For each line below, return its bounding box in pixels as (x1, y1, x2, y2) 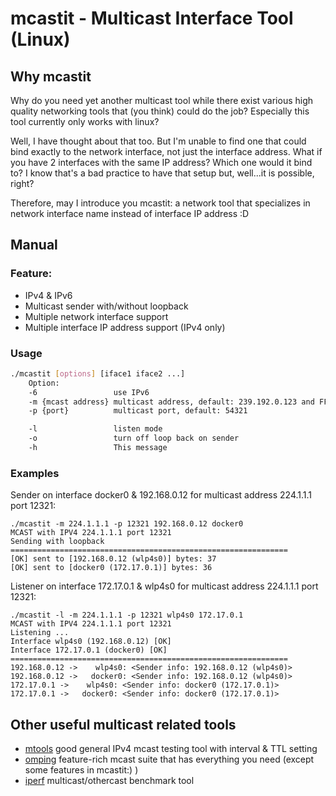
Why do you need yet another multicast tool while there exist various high (10, 95, 314, 106)
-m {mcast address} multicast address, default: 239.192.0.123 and (28, 397, 315, 407)
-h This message (28, 443, 168, 453)
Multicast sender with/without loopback (24, 300, 189, 312)
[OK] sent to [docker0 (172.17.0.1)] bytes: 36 (10, 563, 213, 573)
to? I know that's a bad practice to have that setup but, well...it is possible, (10, 167, 315, 179)
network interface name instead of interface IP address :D (10, 208, 250, 219)
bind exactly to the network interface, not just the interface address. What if (10, 146, 323, 157)
